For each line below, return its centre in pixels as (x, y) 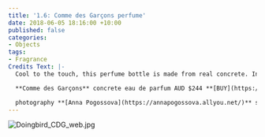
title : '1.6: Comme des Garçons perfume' (77, 15)
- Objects (24, 45)
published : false (37, 30)
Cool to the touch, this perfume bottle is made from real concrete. (132, 74)
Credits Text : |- (37, 67)
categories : (28, 37)
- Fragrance (28, 60)
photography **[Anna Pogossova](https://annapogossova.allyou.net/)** (134, 102)
